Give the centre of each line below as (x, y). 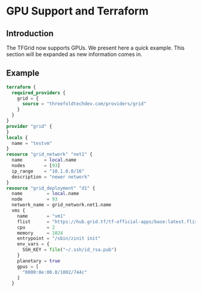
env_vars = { (33, 244)
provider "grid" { (29, 126)
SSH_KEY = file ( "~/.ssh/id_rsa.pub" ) (69, 250)
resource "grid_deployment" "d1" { (51, 188)
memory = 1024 (40, 233)
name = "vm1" (41, 216)
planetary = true (39, 261)
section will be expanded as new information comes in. (74, 54)
